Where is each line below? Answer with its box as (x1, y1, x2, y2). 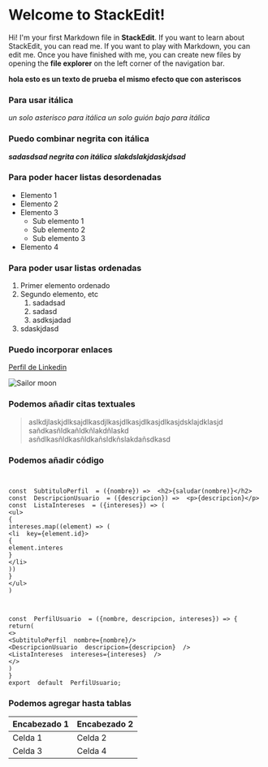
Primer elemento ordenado (19, 281, 110, 291)
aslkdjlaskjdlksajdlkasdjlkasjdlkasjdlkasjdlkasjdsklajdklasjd (28, 416, 223, 427)
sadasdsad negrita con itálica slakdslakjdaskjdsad (8, 152, 186, 162)
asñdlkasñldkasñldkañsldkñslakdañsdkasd (28, 434, 171, 444)
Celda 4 (76, 745, 107, 756)
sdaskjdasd (19, 324, 59, 334)
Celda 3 (12, 745, 43, 756)
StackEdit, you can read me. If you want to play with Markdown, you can (8, 41, 250, 50)
